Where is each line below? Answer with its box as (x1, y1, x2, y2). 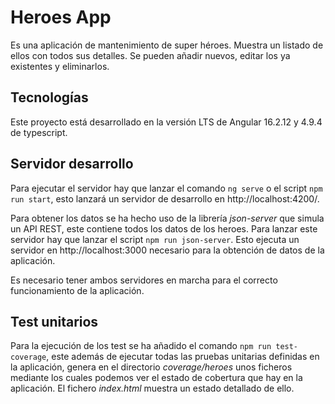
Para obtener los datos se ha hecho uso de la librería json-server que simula (10, 212, 325, 224)
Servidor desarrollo (10, 156, 134, 173)
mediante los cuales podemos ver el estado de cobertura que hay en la (10, 372, 303, 384)
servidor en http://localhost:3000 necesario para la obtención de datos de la (10, 244, 325, 256)
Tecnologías (10, 89, 89, 106)
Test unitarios (10, 313, 99, 330)
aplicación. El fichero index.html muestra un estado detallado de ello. (10, 382, 295, 395)
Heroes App (10, 6, 112, 29)
